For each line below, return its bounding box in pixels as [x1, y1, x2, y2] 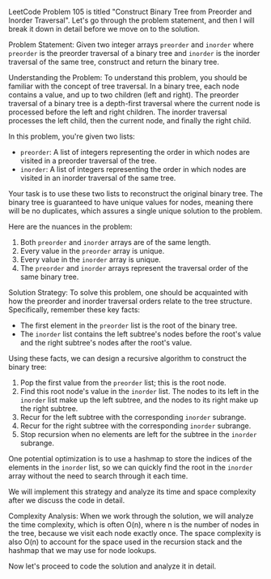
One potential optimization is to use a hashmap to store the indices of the [8, 454, 252, 463]
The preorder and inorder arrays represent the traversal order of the [19, 264, 248, 272]
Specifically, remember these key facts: [8, 305, 140, 315]
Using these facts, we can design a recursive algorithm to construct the [8, 354, 247, 363]
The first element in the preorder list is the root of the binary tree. [19, 320, 238, 330]
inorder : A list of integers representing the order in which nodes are [19, 165, 247, 174]
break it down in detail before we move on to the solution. [8, 24, 201, 33]
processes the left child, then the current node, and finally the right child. [8, 116, 252, 125]
